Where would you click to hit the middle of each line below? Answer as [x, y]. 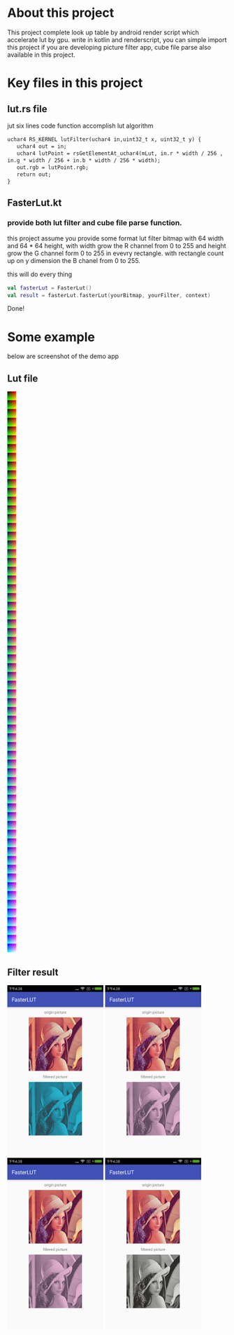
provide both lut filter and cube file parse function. [95, 223]
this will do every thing [40, 274]
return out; [34, 174]
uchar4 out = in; [42, 146]
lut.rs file [27, 109]
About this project [61, 13]
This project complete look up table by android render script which [103, 32]
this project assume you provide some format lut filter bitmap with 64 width [116, 238]
